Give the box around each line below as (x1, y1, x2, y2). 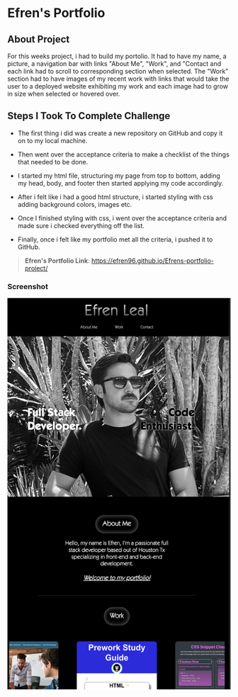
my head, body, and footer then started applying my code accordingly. (17, 178, 224, 187)
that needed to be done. (17, 157, 89, 166)
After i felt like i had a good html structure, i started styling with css (17, 193, 214, 201)
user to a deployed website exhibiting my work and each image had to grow (7, 82, 229, 90)
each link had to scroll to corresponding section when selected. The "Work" (7, 67, 229, 75)
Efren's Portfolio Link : (24, 256, 90, 265)
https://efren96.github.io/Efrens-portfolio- (91, 256, 215, 265)
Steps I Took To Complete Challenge (7, 110, 171, 122)
